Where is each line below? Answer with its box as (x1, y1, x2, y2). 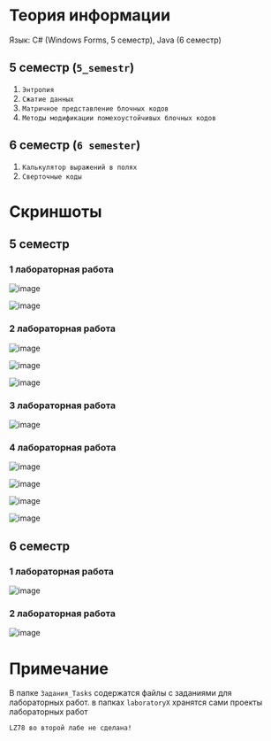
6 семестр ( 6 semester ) (9, 138, 141, 153)
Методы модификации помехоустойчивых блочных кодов (21, 113, 216, 122)
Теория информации (9, 5, 170, 26)
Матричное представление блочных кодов (21, 104, 169, 113)
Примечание (9, 659, 109, 678)
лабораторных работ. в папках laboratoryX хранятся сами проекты (9, 697, 263, 708)
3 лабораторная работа (9, 399, 117, 412)
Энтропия (21, 85, 55, 94)
